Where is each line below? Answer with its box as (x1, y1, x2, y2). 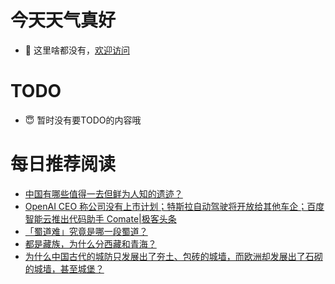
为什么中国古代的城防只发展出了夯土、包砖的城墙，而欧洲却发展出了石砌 (24, 250, 323, 262)
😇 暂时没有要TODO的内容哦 (24, 114, 142, 126)
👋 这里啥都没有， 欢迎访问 (24, 44, 130, 56)
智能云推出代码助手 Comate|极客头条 (24, 212, 177, 225)
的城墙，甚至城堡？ (24, 262, 105, 275)
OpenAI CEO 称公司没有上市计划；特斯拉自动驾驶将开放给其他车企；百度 (24, 200, 325, 212)
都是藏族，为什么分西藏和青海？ (24, 237, 157, 250)
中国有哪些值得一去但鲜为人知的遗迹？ (24, 187, 183, 200)
